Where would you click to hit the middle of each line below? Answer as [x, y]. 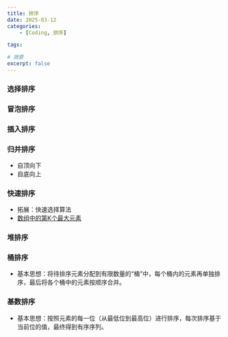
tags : [15, 45]
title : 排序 [23, 13]
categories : [24, 26]
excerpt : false [29, 64]
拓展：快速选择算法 [44, 210]
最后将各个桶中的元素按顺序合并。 [77, 282]
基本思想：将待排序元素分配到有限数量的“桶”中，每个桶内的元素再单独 [116, 274]
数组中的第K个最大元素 [49, 218]
